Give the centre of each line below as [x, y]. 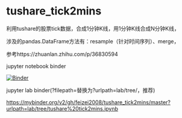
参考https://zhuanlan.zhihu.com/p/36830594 [62, 54]
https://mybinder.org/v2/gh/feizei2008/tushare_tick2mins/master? [88, 102]
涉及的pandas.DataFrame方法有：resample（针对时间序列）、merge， [93, 41]
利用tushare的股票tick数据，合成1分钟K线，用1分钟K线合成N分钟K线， [93, 28]
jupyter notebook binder [36, 66]
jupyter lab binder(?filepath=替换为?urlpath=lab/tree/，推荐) [81, 90]
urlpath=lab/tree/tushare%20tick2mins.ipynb [62, 108]
